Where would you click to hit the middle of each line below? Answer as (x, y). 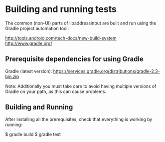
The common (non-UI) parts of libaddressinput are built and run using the (81, 23)
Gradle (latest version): (29, 71)
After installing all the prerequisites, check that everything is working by (79, 119)
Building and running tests (61, 9)
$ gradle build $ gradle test (33, 134)
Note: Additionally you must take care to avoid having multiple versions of (81, 86)
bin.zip (12, 76)
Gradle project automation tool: (37, 28)
